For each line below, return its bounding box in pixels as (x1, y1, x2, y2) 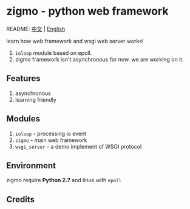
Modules (6, 114, 41, 124)
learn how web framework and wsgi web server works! (6, 37, 144, 44)
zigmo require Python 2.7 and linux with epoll (6, 177, 122, 184)
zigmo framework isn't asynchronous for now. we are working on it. (15, 55, 184, 63)
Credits (6, 194, 35, 205)
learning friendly (15, 96, 56, 103)
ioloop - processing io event (15, 130, 87, 137)
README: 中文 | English (6, 25, 66, 32)
